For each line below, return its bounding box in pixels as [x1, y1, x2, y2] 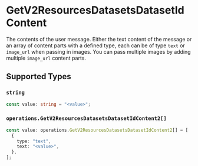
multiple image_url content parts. [6, 54, 87, 61]
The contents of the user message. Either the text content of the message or [6, 35, 192, 43]
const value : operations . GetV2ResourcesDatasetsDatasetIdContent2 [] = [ [6, 127, 189, 133]
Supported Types [6, 71, 72, 82]
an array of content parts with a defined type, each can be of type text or [6, 42, 186, 49]
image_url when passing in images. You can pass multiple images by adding [6, 48, 191, 55]
